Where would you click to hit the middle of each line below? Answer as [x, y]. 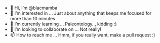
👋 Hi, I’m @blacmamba [34, 8]
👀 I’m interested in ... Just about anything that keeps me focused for [81, 13]
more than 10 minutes [33, 18]
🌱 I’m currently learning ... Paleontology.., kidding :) [63, 24]
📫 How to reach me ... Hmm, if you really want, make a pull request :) [83, 35]
